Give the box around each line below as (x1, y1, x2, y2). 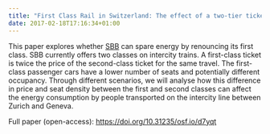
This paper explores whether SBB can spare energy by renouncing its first (8, 41, 254, 51)
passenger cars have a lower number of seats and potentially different (27, 67, 260, 76)
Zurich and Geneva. (8, 101, 74, 111)
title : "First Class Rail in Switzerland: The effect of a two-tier (8, 11, 243, 20)
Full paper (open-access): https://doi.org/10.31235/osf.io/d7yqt (8, 116, 217, 126)
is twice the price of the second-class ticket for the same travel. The (8, 58, 235, 68)
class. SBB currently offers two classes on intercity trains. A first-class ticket (8, 50, 262, 59)
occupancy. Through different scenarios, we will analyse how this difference (8, 75, 261, 85)
